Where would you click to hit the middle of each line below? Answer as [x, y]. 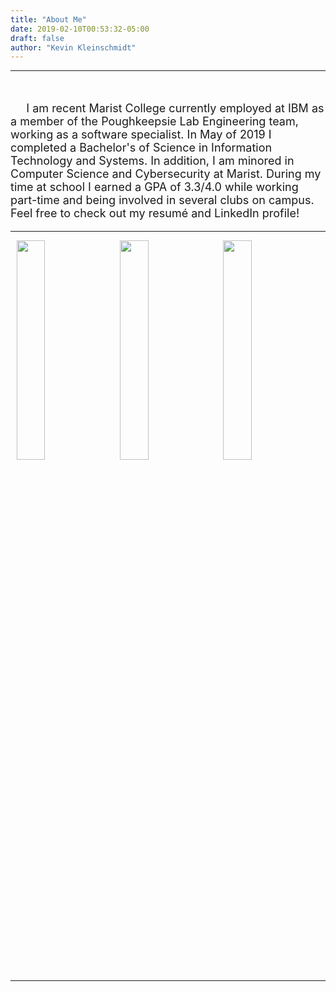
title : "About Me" [48, 19]
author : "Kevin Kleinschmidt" [73, 47]
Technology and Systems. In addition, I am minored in [152, 161]
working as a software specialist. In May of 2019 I [141, 134]
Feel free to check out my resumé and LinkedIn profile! [155, 213]
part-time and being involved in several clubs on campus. [162, 200]
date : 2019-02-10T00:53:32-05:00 [80, 29]
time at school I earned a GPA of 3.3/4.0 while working [154, 187]
